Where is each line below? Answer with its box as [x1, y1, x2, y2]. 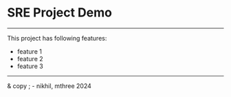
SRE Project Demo [7, 5, 112, 21]
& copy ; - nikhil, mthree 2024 [7, 81, 91, 90]
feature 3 [16, 62, 43, 70]
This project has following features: [7, 34, 107, 42]
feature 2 [16, 54, 43, 63]
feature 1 [16, 47, 43, 56]
